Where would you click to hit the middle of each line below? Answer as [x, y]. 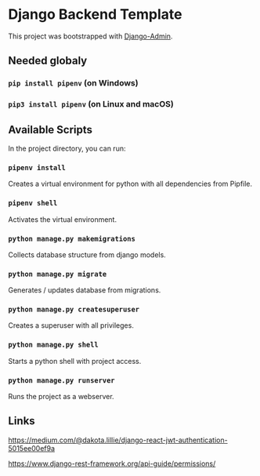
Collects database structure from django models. [87, 254]
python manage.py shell [54, 345]
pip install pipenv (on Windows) [73, 83]
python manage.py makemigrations [72, 238]
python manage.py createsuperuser [74, 310]
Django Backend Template [95, 15]
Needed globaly [48, 61]
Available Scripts [50, 130]
